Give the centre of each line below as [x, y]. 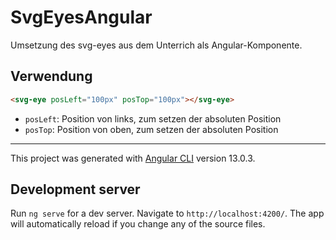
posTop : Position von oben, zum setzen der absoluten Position [151, 129]
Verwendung [51, 76]
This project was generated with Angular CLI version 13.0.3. [133, 158]
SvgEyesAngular [81, 17]
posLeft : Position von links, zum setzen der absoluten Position [153, 118]
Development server [75, 189]
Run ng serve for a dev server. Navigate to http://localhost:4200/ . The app [167, 213]
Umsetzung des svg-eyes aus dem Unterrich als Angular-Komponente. [156, 45]
